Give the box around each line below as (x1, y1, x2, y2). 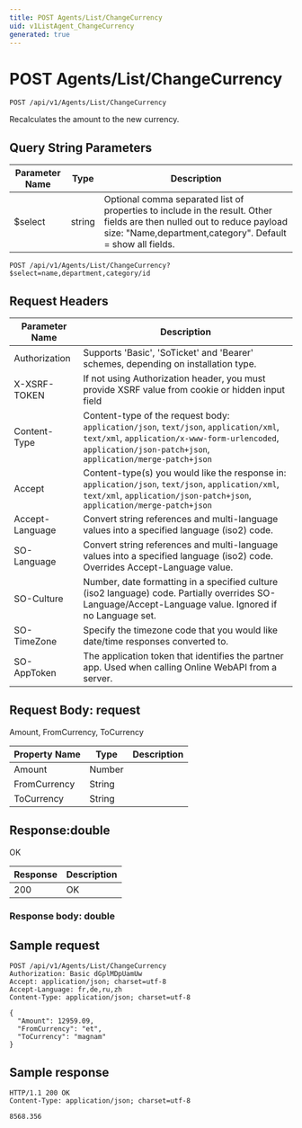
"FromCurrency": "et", (17, 1025, 102, 1034)
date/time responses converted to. (83, 635, 229, 647)
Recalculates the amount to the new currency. (9, 114, 180, 125)
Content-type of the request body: (83, 409, 230, 422)
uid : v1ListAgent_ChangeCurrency (9, 22, 135, 31)
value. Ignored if (208, 598, 278, 610)
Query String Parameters (9, 140, 153, 155)
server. (83, 671, 113, 684)
